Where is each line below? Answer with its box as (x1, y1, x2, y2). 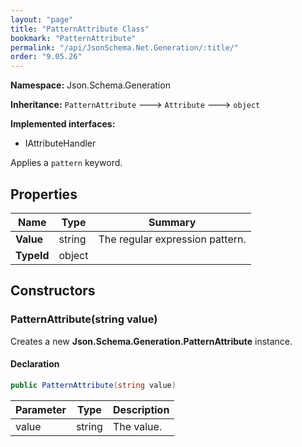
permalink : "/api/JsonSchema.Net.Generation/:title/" (10, 42, 240, 53)
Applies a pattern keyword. (10, 157, 123, 169)
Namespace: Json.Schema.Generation (10, 79, 171, 91)
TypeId (15, 248, 50, 262)
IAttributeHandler (24, 137, 97, 150)
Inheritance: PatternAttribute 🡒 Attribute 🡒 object (10, 99, 261, 111)
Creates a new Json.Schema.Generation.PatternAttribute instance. (10, 335, 293, 347)
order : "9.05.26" (10, 52, 83, 62)
